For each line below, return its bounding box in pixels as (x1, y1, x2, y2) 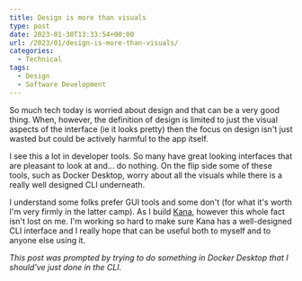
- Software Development (17, 80, 106, 89)
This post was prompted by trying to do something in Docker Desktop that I (9, 252, 289, 263)
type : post (9, 22, 50, 31)
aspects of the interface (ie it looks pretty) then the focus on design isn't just (9, 123, 293, 135)
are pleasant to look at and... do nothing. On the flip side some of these (9, 160, 272, 171)
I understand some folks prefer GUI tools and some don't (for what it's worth (9, 197, 292, 207)
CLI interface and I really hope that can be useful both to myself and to (9, 225, 271, 236)
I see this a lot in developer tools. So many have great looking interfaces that (9, 150, 293, 162)
